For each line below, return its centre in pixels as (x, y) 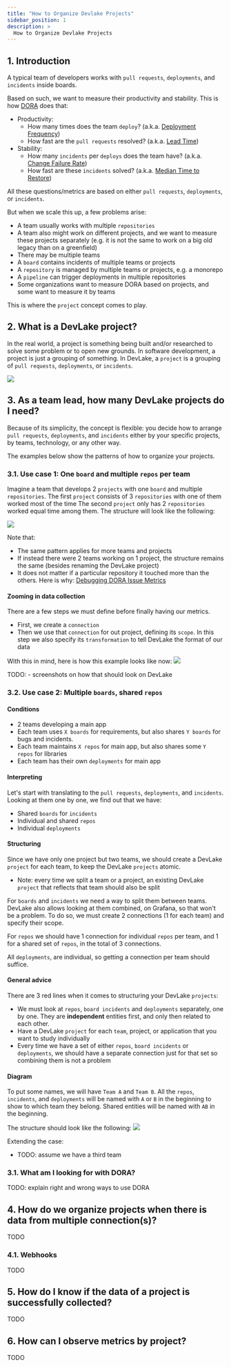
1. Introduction (39, 61)
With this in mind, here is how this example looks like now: (90, 661)
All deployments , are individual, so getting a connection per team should (109, 957)
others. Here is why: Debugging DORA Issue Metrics (92, 580)
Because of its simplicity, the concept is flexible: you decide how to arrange (114, 428)
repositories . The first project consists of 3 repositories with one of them (114, 496)
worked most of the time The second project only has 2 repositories (106, 503)
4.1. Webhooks (32, 1255)
